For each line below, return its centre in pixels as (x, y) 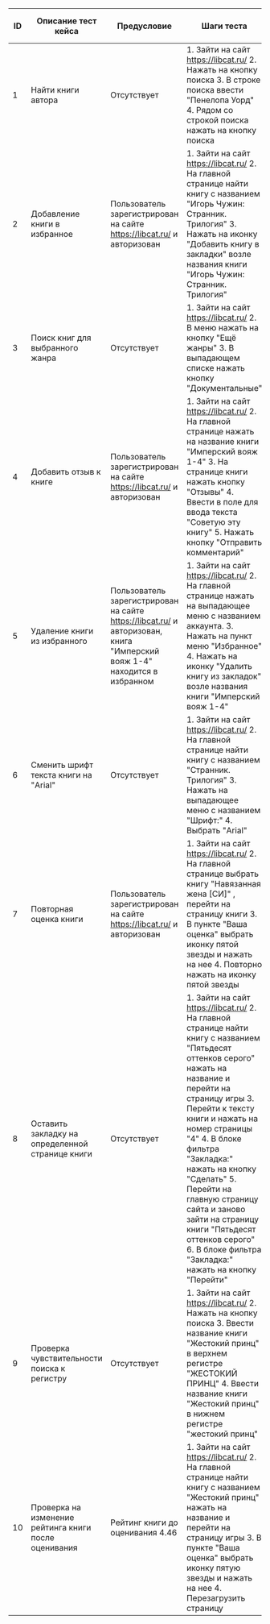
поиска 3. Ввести (220, 1323)
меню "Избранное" (224, 646)
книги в (45, 224)
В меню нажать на (223, 328)
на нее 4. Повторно (224, 964)
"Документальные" (224, 388)
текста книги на (61, 775)
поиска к (48, 1368)
